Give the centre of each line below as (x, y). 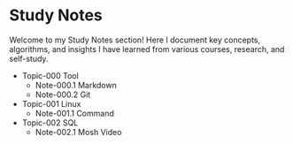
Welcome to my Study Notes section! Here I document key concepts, (135, 40)
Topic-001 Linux (51, 103)
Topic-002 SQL (50, 122)
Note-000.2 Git (63, 95)
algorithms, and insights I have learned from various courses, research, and (147, 49)
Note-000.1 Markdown (76, 85)
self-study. (29, 58)
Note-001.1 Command (75, 113)
